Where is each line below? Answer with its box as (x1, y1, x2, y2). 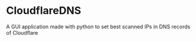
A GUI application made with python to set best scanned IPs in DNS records (6, 23, 191, 30)
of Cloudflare (6, 29, 38, 36)
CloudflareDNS (6, 4, 81, 17)
